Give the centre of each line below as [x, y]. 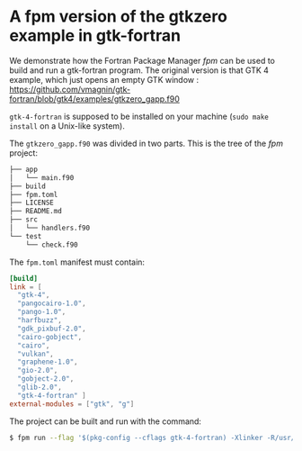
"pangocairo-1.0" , [52, 303]
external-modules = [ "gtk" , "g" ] [72, 404]
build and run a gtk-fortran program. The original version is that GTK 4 [139, 70]
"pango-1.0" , [42, 312]
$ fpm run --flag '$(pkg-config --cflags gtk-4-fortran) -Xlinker [136, 437]
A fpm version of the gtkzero [118, 17]
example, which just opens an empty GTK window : [104, 79]
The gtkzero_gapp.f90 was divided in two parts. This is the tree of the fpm [146, 143]
